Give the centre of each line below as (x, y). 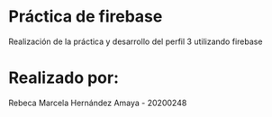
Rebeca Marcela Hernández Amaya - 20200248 (98, 103)
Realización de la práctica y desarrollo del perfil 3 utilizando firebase (136, 41)
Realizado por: (63, 78)
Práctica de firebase (86, 17)
